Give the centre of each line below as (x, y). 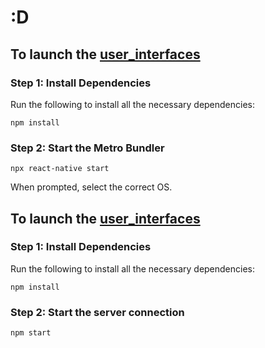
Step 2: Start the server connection (97, 312)
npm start (31, 333)
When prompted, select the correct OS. (91, 187)
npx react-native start (60, 169)
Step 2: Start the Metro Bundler (87, 148)
